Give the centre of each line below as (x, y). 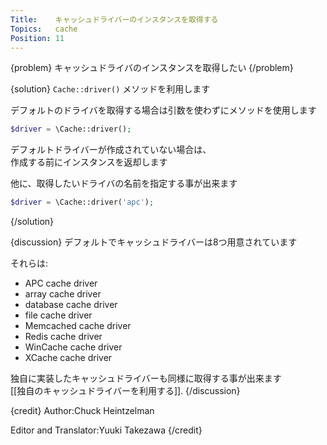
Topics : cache (44, 29)
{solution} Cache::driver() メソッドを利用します (110, 89)
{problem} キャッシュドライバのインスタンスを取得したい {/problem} (152, 68)
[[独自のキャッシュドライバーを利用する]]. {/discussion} (125, 391)
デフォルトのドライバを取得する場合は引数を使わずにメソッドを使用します (163, 110)
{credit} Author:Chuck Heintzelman (82, 411)
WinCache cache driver (73, 347)
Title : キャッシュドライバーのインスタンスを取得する (114, 19)
